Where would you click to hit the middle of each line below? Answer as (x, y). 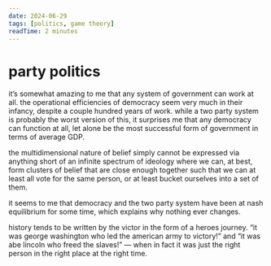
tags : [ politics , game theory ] (61, 24)
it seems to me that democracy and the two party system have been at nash (136, 203)
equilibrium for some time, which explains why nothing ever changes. (125, 211)
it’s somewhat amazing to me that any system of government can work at (131, 94)
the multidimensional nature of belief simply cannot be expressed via (124, 153)
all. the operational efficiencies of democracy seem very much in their (126, 102)
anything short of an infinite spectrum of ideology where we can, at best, (131, 161)
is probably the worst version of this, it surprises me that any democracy (130, 120)
